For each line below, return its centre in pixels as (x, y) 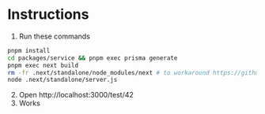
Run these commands (54, 36)
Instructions (48, 15)
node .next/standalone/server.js (62, 80)
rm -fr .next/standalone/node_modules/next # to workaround (109, 72)
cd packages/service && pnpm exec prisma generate (93, 58)
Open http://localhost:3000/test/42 (76, 95)
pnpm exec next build (43, 65)
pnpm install (29, 50)
